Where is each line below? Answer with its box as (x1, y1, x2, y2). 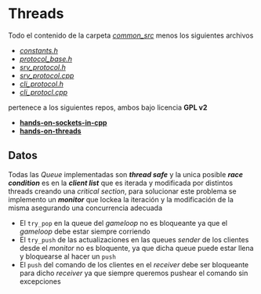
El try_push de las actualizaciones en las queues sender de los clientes (19, 234, 249, 244)
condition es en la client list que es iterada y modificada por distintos (8, 178, 234, 187)
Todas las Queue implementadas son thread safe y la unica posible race (8, 169, 243, 179)
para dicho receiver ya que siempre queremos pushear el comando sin (19, 268, 248, 278)
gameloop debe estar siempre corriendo (19, 227, 150, 236)
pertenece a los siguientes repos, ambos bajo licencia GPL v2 (8, 103, 208, 112)
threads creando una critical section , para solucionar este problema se (8, 186, 237, 196)
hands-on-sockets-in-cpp (19, 118, 107, 127)
